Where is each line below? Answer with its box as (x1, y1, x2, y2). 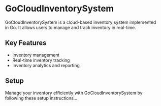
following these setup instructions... (5, 95, 78, 101)
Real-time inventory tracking (12, 57, 70, 63)
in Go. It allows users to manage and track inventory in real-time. (5, 24, 136, 30)
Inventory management (12, 52, 60, 58)
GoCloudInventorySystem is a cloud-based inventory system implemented (5, 19, 156, 25)
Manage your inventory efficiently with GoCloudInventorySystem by (5, 90, 143, 96)
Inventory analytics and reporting (12, 62, 80, 68)
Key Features (5, 39, 47, 47)
